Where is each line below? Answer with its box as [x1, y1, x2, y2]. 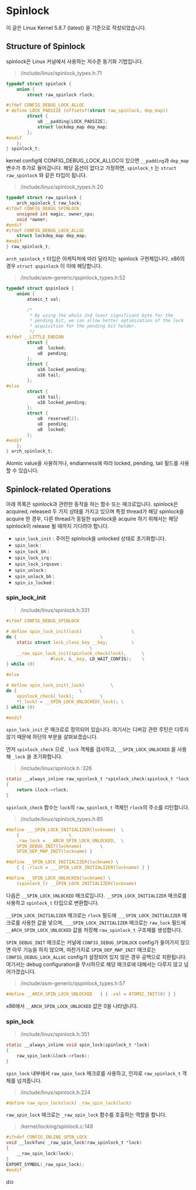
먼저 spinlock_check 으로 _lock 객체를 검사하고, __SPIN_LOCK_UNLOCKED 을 [6, 746, 176, 753]
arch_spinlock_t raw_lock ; [16, 200, 82, 206]
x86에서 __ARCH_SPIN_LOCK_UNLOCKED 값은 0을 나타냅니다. [6, 1002, 138, 1009]
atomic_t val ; [27, 296, 61, 302]
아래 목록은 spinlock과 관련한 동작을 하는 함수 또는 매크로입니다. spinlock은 [6, 500, 178, 507]
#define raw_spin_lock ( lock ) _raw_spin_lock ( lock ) [6, 1100, 132, 1106]
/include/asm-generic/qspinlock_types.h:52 [20, 274, 126, 281]
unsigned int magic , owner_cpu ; [16, 211, 95, 217]
